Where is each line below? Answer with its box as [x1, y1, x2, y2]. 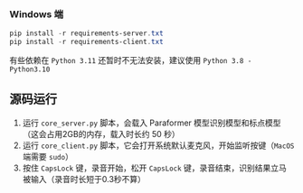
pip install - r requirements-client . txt [9, 38, 165, 47]
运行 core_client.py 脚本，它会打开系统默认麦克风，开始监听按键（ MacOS [22, 140, 295, 151]
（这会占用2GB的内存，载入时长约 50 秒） [22, 128, 180, 139]
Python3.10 [9, 65, 51, 74]
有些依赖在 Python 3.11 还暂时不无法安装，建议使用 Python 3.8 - [9, 55, 252, 66]
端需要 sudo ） [22, 151, 74, 161]
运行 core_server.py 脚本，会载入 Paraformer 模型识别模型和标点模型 [22, 117, 282, 128]
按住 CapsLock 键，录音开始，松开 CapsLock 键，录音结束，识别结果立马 [22, 162, 288, 173]
